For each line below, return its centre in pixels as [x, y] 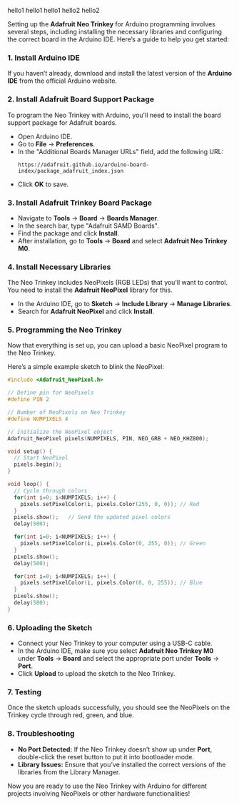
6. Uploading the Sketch [50, 627]
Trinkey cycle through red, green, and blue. [71, 715]
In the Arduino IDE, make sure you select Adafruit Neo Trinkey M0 [116, 651]
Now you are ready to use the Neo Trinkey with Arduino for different [107, 786]
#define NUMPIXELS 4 [38, 419]
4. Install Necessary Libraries [59, 267]
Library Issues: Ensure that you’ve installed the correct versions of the [122, 764]
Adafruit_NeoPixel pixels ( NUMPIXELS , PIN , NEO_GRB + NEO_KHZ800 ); [108, 438]
